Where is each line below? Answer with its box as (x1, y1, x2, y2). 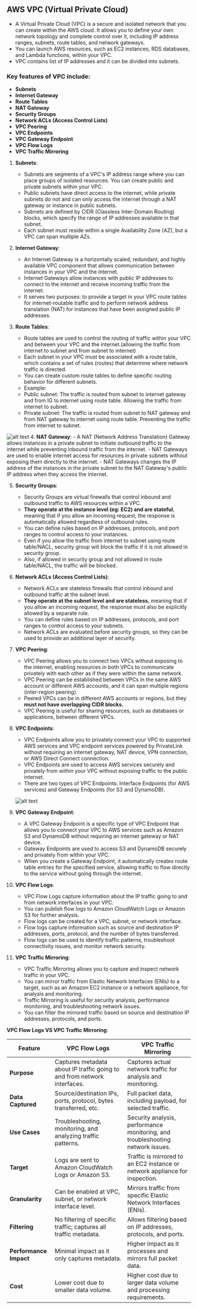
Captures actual (127, 1058, 171, 1066)
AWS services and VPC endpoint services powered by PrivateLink (23, 742, 183, 750)
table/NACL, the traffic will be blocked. (23, 562, 117, 569)
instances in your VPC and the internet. (23, 268, 119, 275)
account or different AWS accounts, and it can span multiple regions (23, 682, 189, 689)
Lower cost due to (54, 1278, 105, 1287)
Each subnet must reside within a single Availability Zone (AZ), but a (23, 227, 188, 234)
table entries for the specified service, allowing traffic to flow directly (23, 864, 191, 871)
